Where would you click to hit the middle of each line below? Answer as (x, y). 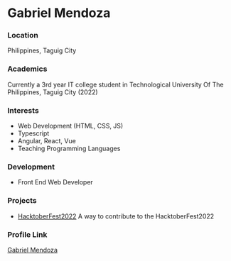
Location (23, 35)
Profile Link (27, 234)
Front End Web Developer (55, 182)
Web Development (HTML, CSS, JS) (70, 126)
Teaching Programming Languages (69, 149)
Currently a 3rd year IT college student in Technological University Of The (116, 84)
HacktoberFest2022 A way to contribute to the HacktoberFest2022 (116, 216)
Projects (22, 201)
